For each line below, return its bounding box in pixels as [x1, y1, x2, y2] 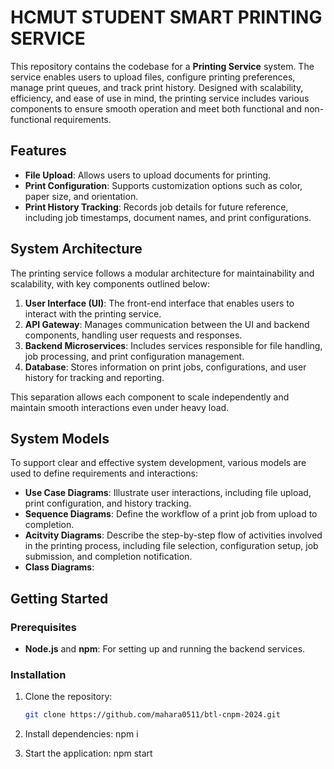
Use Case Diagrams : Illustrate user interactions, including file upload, [24, 487, 312, 499]
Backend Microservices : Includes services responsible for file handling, [24, 339, 323, 351]
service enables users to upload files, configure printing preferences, [10, 71, 296, 83]
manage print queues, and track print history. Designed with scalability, [10, 81, 304, 93]
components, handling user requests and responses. [24, 329, 243, 341]
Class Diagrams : [24, 561, 95, 573]
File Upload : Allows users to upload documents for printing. [24, 169, 272, 181]
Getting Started [10, 590, 109, 607]
